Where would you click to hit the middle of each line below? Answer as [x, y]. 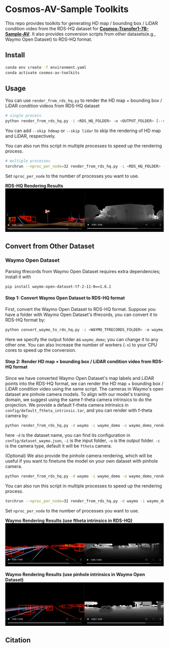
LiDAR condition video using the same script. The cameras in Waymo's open [84, 388]
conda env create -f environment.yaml [46, 67]
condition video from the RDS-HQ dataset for [52, 28]
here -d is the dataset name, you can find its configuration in [68, 435]
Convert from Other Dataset [50, 246]
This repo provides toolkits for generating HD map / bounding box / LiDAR [82, 23]
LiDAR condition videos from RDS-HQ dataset [52, 106]
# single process [23, 116]
